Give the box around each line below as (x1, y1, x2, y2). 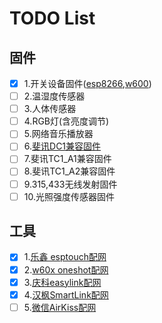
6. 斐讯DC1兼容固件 (23, 140, 102, 152)
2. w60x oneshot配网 (23, 263, 109, 276)
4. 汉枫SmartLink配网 (23, 288, 109, 301)
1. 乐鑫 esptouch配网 (23, 251, 107, 263)
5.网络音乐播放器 (23, 128, 94, 140)
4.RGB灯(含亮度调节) (23, 115, 110, 127)
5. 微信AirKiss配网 (23, 301, 97, 313)
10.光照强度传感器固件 (23, 190, 115, 202)
